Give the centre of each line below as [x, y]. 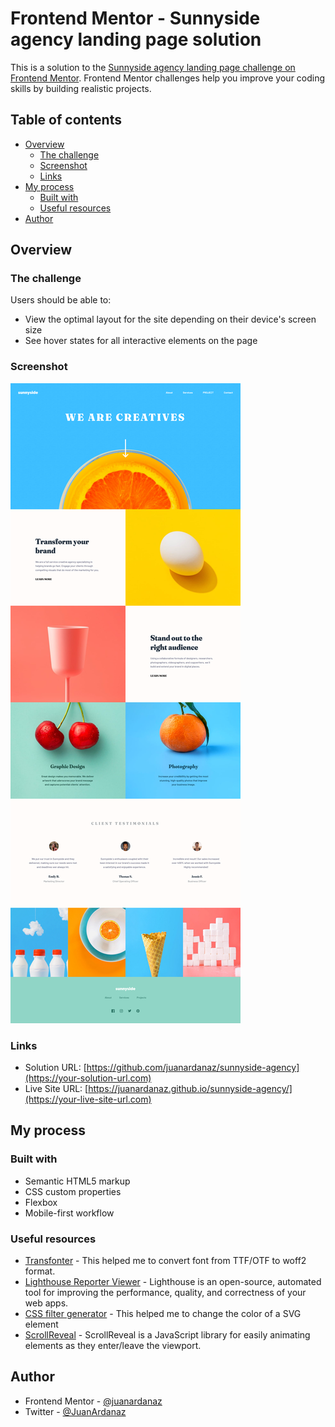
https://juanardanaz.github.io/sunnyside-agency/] [190, 1089]
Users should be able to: [61, 300]
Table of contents [66, 120]
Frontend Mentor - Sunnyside [135, 18]
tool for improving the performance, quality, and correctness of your [165, 1293]
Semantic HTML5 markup [77, 1181]
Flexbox [41, 1202]
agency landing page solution [136, 39]
